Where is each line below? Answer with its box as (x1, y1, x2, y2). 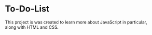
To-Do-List (5, 3, 50, 14)
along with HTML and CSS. (5, 24, 59, 30)
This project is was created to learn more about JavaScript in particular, (5, 19, 147, 25)
